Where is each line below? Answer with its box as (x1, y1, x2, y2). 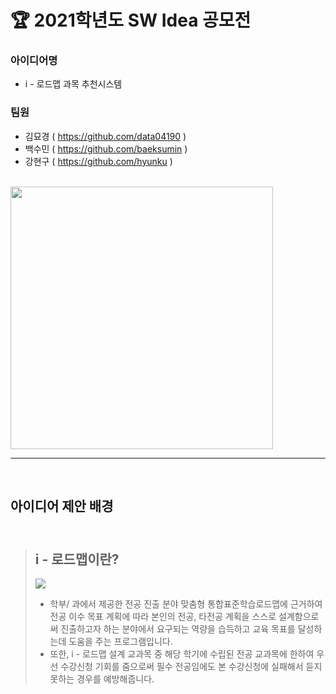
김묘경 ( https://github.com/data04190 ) (24, 130, 187, 142)
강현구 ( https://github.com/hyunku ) (24, 155, 173, 167)
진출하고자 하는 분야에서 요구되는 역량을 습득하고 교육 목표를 (60, 622, 296, 635)
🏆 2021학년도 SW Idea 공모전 (10, 9, 252, 32)
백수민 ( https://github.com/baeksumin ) (24, 142, 188, 155)
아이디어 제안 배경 (10, 498, 114, 515)
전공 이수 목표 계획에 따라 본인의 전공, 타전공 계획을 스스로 (49, 610, 277, 622)
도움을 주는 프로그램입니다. (68, 635, 173, 647)
